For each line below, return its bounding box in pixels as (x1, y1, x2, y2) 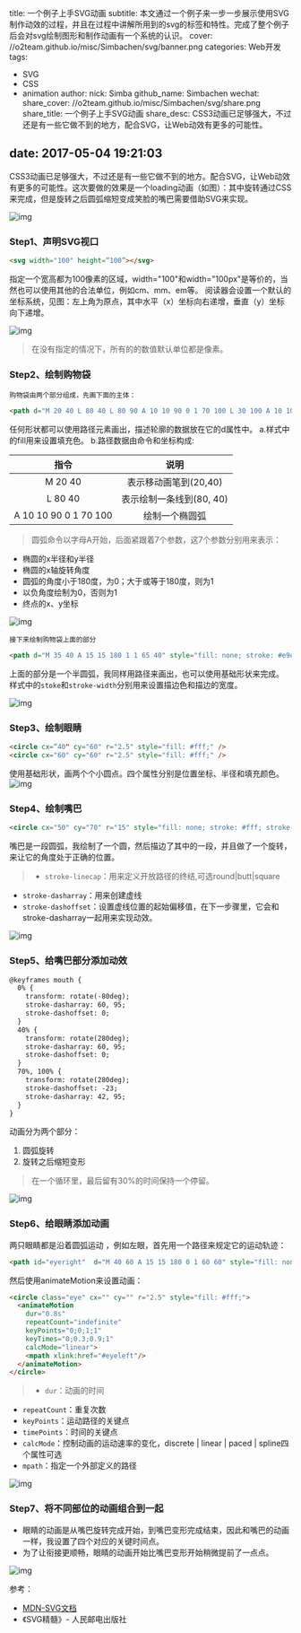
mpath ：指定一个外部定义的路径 (21, 1461, 137, 1471)
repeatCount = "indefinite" (25, 1318, 123, 1327)
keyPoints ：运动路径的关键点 (21, 1416, 130, 1427)
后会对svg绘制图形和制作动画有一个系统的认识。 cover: (9, 31, 213, 40)
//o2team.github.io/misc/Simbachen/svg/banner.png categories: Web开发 (9, 41, 281, 52)
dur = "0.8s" (25, 1309, 66, 1319)
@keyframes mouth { (9, 975, 82, 984)
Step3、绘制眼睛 (9, 721, 82, 734)
